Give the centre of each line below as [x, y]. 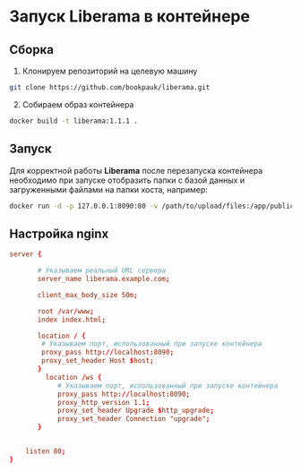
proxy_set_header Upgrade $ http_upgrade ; [136, 411]
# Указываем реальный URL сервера [102, 270]
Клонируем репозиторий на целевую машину [110, 71]
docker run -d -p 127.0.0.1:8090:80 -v [84, 206]
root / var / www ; [65, 311]
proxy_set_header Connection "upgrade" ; [133, 419]
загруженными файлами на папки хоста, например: [109, 189]
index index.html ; [71, 320]
